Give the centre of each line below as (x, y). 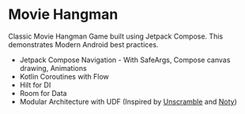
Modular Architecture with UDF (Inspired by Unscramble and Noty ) (128, 101)
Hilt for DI (35, 85)
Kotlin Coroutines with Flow (64, 76)
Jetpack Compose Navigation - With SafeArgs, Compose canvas (125, 60)
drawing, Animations (53, 68)
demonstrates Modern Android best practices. (83, 44)
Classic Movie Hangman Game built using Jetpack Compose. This (116, 36)
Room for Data (43, 93)
